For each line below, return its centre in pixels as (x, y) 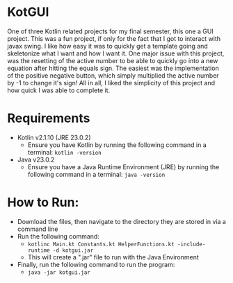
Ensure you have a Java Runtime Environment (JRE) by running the (123, 166)
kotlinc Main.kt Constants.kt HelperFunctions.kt (101, 244)
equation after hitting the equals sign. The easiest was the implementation (113, 68)
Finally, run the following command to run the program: (96, 264)
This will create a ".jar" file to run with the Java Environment (113, 257)
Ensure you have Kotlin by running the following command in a (117, 145)
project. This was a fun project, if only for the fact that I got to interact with (114, 38)
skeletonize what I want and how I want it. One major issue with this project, (116, 53)
